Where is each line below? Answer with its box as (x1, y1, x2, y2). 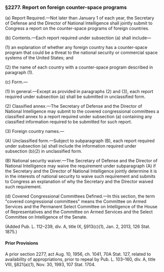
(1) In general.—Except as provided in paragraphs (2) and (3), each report (5, 89, 153, 95)
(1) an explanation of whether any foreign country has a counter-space (5, 45, 148, 50)
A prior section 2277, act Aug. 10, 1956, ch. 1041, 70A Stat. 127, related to (5, 251, 151, 257)
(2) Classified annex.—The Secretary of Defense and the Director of (5, 103, 142, 109)
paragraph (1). (5, 70, 34, 75)
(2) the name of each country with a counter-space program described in (5, 64, 153, 70)
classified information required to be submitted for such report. (5, 119, 132, 125)
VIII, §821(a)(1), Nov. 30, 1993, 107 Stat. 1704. (5, 261, 96, 267)
